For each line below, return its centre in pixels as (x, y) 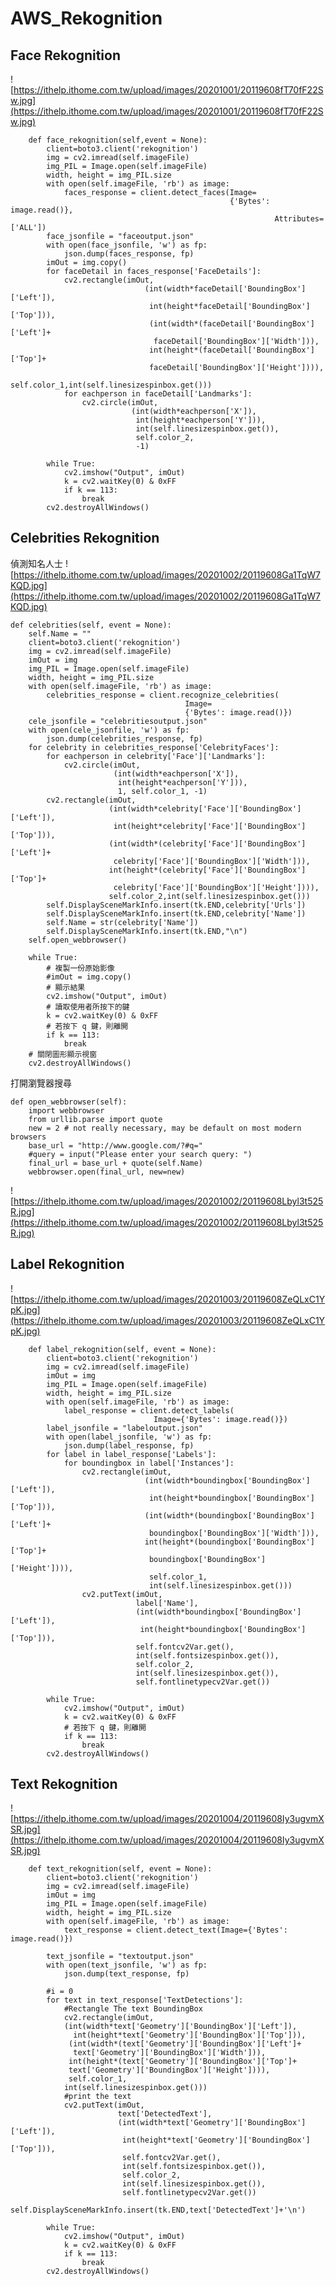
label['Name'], (167, 1603)
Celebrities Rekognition (85, 538)
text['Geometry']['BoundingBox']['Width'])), (170, 2053)
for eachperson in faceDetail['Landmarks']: (158, 394)
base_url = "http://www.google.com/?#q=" (115, 1145)
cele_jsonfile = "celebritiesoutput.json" (118, 721)
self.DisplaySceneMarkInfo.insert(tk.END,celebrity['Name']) (176, 913)
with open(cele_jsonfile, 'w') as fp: (109, 730)
